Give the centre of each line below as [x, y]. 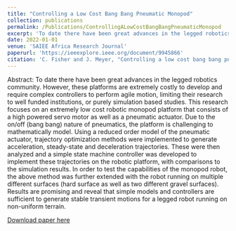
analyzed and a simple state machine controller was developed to [102, 154]
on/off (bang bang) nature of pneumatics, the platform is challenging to [110, 124]
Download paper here [39, 220]
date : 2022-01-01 [33, 40]
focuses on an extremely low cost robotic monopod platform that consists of [118, 109]
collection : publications [45, 20]
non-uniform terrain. [37, 206]
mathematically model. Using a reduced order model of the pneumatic [109, 131]
